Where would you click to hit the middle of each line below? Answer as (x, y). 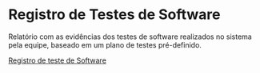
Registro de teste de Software (57, 60)
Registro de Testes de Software (114, 15)
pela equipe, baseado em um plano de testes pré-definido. (105, 44)
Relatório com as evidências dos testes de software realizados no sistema (130, 36)
